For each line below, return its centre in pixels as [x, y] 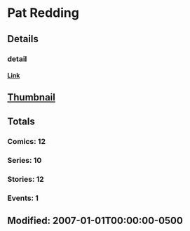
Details [23, 39]
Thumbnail [32, 97]
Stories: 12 [26, 179]
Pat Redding [43, 13]
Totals [21, 121]
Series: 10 [25, 160]
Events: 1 [23, 198]
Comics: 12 [26, 141]
